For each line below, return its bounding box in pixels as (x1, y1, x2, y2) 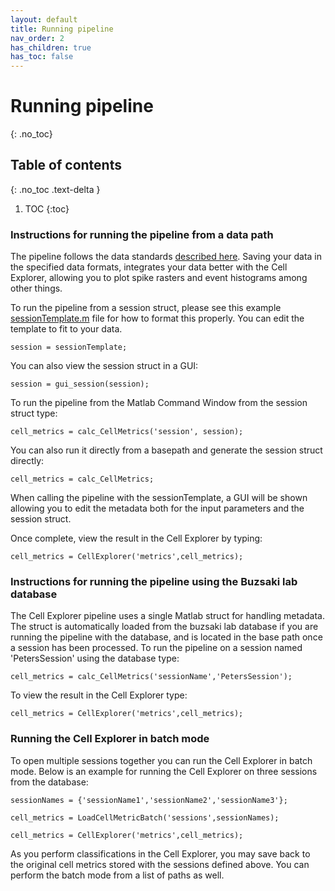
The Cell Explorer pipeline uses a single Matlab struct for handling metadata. (10, 610, 326, 622)
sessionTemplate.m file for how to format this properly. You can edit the (10, 312, 305, 325)
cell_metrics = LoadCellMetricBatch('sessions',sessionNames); (10, 812, 280, 823)
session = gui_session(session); (10, 379, 150, 390)
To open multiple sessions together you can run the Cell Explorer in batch (10, 754, 313, 766)
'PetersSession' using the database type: (10, 652, 180, 665)
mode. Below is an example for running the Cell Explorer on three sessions (10, 765, 318, 777)
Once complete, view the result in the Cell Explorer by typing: (10, 532, 263, 545)
